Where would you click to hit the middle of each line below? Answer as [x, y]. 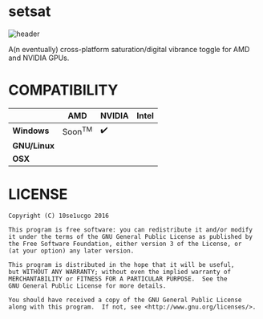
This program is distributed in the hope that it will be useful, [121, 264]
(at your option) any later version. [71, 251]
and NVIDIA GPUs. [39, 58]
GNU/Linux [33, 145]
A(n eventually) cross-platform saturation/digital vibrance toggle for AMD [129, 49]
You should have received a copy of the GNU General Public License [125, 300]
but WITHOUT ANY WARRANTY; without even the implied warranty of [119, 272]
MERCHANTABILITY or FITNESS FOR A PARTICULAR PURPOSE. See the [118, 279]
